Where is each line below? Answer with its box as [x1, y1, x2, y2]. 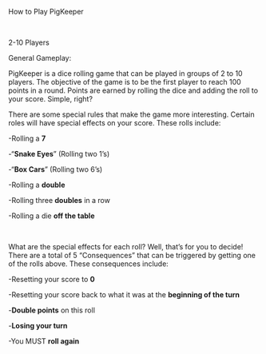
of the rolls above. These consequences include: [8, 259, 169, 268]
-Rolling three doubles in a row [8, 196, 110, 205]
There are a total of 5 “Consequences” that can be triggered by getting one [8, 251, 256, 260]
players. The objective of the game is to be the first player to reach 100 [8, 78, 241, 86]
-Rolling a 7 [8, 133, 46, 143]
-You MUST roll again [8, 336, 80, 346]
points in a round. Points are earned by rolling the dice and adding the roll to [8, 86, 258, 95]
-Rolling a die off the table [8, 211, 95, 221]
